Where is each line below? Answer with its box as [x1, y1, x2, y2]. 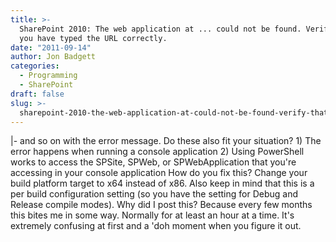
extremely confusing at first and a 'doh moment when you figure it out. [10, 220, 302, 232]
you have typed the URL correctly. [19, 33, 168, 43]
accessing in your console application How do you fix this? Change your [10, 167, 308, 179]
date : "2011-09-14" [10, 42, 92, 53]
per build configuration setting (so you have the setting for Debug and [10, 188, 299, 200]
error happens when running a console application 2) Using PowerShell [10, 146, 305, 158]
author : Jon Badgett [10, 52, 97, 62]
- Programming [19, 71, 78, 81]
